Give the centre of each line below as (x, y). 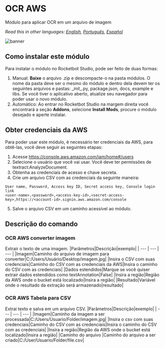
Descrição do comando (41, 224)
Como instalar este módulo (47, 57)
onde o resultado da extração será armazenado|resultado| (64, 285)
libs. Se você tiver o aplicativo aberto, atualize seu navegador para (80, 93)
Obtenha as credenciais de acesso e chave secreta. (65, 172)
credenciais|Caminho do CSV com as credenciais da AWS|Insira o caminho (81, 264)
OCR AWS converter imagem (40, 238)
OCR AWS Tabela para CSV (38, 298)
